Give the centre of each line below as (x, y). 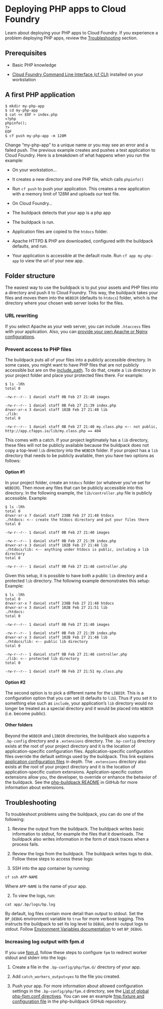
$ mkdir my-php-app (25, 106)
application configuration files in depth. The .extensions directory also (76, 761)
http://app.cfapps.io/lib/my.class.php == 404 (53, 431)
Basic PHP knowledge (34, 65)
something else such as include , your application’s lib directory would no (79, 703)
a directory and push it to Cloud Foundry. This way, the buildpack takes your (81, 293)
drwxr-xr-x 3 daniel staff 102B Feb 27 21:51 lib (56, 608)
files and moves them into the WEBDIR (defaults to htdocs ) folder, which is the (81, 298)
